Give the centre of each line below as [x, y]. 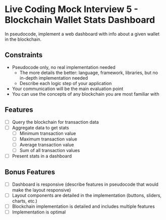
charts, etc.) [24, 201]
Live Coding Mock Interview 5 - [71, 9]
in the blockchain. [23, 39]
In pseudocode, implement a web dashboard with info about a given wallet [82, 34]
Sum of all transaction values [50, 150]
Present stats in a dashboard [42, 156]
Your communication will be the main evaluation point [68, 89]
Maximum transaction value [48, 139]
